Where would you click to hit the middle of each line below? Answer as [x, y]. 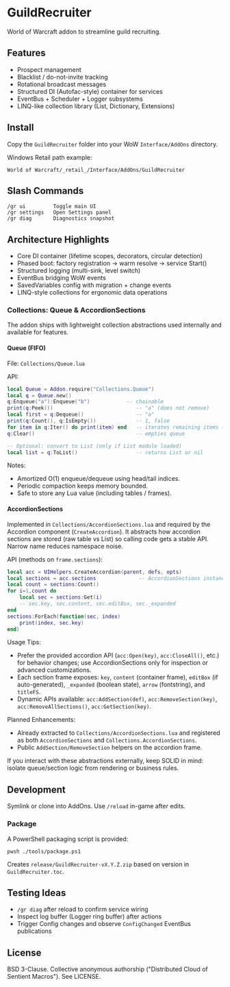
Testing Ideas [37, 893]
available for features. [38, 332]
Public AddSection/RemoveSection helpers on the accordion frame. [110, 747]
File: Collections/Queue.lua [46, 363]
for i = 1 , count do [32, 591]
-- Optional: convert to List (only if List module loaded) [95, 446]
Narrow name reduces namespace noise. [65, 546]
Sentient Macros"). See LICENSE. [54, 977]
